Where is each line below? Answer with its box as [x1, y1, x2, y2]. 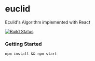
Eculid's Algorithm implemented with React [5, 19, 91, 25]
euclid [5, 3, 30, 14]
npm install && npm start [5, 51, 57, 56]
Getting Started [5, 40, 42, 47]
